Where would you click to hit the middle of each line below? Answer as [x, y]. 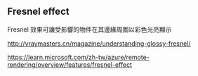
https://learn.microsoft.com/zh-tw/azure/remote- [78, 57]
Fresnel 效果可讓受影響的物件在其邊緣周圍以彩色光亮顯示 [90, 29]
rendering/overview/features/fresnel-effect [70, 64]
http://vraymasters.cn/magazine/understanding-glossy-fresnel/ [99, 43]
